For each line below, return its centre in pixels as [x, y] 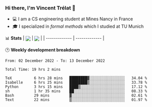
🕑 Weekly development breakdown [43, 50]
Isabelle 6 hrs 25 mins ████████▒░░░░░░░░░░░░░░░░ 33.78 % [76, 83]
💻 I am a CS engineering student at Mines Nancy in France [73, 19]
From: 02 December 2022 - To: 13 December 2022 [55, 61]
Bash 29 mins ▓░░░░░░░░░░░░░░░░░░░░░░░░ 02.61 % [76, 96]
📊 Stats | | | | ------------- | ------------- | [55, 38]
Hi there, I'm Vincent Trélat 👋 [40, 8]
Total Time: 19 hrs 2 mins [33, 70]
